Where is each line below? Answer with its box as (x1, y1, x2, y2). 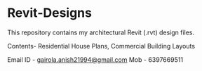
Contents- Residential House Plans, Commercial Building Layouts (7, 41, 195, 50)
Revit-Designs (7, 5, 93, 21)
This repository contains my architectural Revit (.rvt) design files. (7, 28, 195, 37)
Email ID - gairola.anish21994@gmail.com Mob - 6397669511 (7, 55, 184, 64)
